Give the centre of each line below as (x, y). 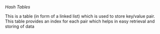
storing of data (20, 26)
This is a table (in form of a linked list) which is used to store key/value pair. (80, 16)
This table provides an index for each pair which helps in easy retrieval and (80, 21)
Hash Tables (18, 7)
